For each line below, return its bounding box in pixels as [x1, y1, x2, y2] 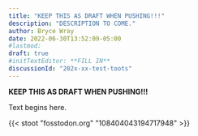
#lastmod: [8, 42, 42, 50]
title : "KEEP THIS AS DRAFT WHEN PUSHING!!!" [8, 11, 165, 20]
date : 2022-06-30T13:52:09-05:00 [8, 34, 122, 43]
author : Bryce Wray [8, 27, 75, 35]
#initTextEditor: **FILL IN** [8, 57, 111, 66]
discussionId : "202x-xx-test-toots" [8, 65, 132, 73]
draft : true [8, 49, 49, 57]
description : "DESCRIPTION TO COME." [8, 19, 136, 28]
